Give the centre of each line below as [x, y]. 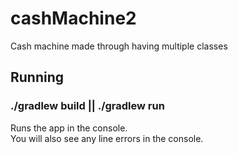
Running [37, 77]
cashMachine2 [73, 18]
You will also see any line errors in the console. [107, 138]
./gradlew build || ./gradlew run [87, 106]
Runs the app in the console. [69, 128]
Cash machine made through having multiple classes [119, 46]
